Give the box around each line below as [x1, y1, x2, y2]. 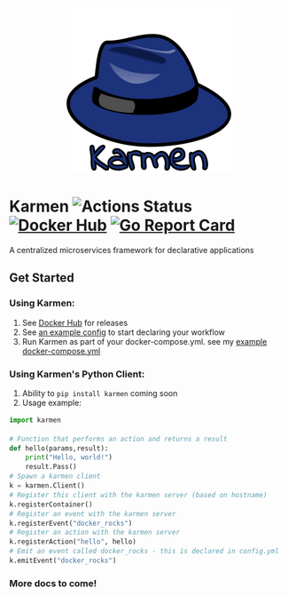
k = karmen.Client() [9, 481, 86, 490]
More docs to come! [9, 576, 97, 589]
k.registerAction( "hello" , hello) [9, 537, 137, 546]
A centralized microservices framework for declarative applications [9, 244, 254, 255]
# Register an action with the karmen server [9, 528, 180, 537]
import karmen [9, 416, 62, 425]
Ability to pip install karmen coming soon [21, 387, 178, 398]
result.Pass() [25, 463, 77, 472]
